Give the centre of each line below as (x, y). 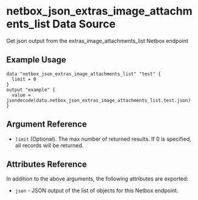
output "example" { (31, 90)
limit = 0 (24, 79)
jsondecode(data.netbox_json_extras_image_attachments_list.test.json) (98, 100)
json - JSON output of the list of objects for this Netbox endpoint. (97, 191)
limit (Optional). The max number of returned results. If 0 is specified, (103, 139)
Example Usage (36, 60)
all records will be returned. (49, 145)
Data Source (84, 24)
